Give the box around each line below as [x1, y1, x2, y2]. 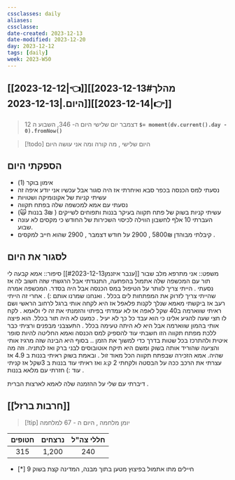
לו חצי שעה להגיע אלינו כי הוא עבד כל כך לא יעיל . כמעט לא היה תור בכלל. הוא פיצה [7, 314, 227, 323]
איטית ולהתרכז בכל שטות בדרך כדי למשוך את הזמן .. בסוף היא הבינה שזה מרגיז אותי [7, 337, 228, 345]
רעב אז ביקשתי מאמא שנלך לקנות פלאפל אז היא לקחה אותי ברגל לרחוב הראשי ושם [7, 299, 226, 308]
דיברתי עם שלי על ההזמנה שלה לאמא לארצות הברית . [7, 379, 149, 388]
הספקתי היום [7, 160, 62, 171]
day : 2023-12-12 [7, 43, 55, 50]
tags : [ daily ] [7, 50, 49, 57]
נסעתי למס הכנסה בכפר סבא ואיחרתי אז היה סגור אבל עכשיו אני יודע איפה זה [17, 186, 220, 195]
